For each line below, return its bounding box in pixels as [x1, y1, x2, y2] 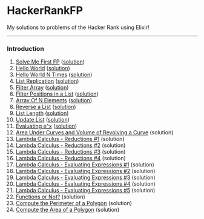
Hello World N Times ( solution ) [15, 71, 93, 79]
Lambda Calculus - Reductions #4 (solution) [15, 155, 126, 162]
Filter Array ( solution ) [15, 84, 69, 91]
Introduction [7, 44, 44, 53]
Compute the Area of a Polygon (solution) [15, 206, 120, 214]
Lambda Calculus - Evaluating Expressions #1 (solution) [15, 161, 155, 168]
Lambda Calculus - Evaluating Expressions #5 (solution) [15, 187, 156, 194]
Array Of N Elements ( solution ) [15, 97, 93, 104]
